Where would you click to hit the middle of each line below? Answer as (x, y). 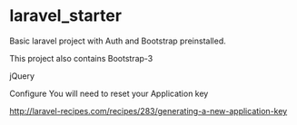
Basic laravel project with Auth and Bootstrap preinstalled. (118, 41)
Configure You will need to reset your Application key (109, 93)
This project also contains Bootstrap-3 (81, 58)
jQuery (22, 76)
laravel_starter (66, 16)
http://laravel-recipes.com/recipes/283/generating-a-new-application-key (148, 111)
